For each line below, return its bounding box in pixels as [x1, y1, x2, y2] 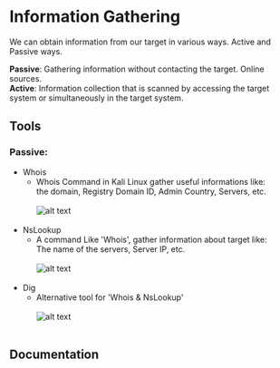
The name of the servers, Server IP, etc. [35, 243, 186, 255]
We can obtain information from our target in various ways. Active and [9, 36, 272, 47]
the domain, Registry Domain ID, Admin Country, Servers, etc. [35, 186, 267, 197]
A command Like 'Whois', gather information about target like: [35, 234, 267, 245]
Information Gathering [9, 6, 181, 27]
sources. [9, 73, 43, 83]
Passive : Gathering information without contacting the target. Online [9, 63, 265, 74]
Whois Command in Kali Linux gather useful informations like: [35, 176, 266, 187]
